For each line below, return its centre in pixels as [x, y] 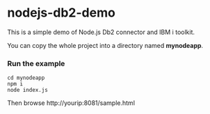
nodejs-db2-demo [62, 13]
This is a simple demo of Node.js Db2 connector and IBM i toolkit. [101, 32]
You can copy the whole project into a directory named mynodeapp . [105, 45]
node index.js [28, 90]
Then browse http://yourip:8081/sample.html [71, 103]
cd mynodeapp [26, 78]
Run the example [36, 63]
